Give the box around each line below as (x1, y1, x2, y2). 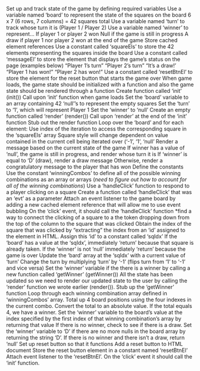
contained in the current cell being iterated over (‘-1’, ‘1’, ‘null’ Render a (6, 138, 179, 145)
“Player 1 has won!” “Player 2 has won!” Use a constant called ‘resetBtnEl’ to (6, 68, 193, 75)
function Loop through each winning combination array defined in (6, 290, 168, 297)
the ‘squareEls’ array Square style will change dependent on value (6, 132, 168, 139)
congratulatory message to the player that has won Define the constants (6, 163, 184, 170)
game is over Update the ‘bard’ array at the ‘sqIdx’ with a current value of (6, 252, 186, 258)
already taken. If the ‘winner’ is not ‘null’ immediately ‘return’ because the (6, 245, 186, 252)
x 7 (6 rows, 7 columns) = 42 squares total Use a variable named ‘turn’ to (6, 18, 185, 24)
